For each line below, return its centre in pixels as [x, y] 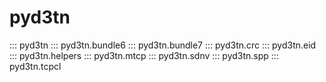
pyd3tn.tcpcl [35, 66]
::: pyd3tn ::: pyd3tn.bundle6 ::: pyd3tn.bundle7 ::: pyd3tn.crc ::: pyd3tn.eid [163, 45]
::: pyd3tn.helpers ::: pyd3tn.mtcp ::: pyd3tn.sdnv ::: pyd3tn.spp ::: [144, 55]
